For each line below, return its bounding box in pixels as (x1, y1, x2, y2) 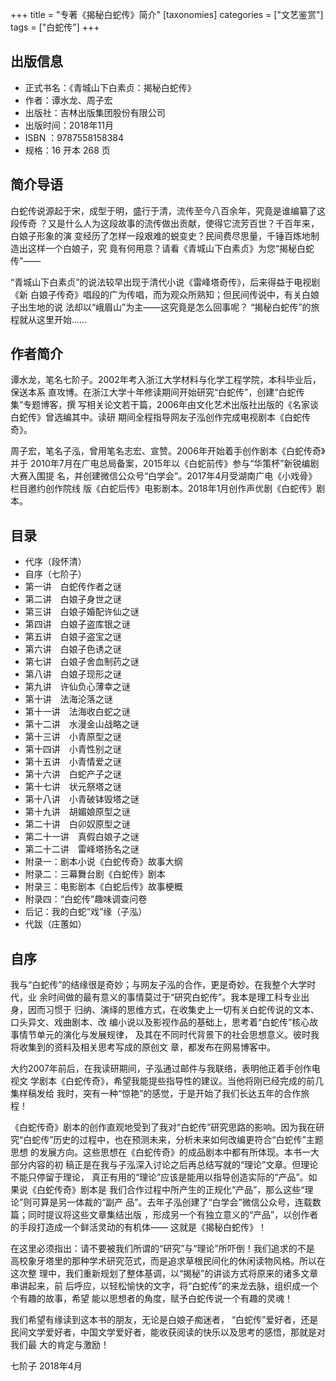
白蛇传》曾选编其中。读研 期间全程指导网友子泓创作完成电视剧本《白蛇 (10, 411, 302, 423)
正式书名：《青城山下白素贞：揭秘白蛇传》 (24, 81, 197, 93)
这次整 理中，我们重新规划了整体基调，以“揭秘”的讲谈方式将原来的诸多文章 (10, 1268, 319, 1280)
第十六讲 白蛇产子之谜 (24, 768, 122, 780)
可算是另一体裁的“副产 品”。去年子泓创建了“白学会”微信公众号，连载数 (31, 1196, 322, 1208)
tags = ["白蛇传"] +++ (10, 21, 100, 33)
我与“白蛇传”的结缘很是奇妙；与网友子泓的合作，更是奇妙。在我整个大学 (10, 979, 308, 991)
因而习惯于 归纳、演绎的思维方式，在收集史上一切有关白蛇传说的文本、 (27, 1004, 320, 1016)
